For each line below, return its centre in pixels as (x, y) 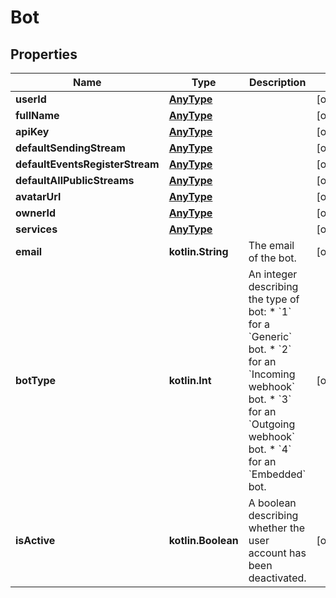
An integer (273, 274)
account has (277, 553)
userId (31, 99)
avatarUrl (38, 196)
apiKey (32, 131)
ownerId (36, 213)
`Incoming (272, 374)
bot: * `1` (270, 311)
